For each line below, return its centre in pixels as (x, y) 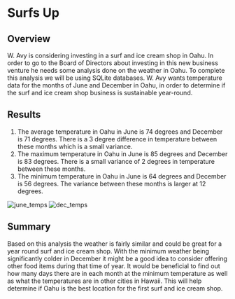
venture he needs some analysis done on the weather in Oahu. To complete (116, 70)
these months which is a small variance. (75, 146)
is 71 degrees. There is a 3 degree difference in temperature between (117, 139)
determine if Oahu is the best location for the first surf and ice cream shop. (115, 288)
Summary (29, 227)
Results (24, 114)
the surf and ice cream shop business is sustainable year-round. (100, 93)
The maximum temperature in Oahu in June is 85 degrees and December (122, 154)
